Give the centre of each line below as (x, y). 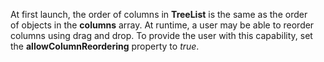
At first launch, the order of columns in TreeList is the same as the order (159, 14)
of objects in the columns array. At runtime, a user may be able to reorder (162, 25)
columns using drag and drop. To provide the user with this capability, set (161, 35)
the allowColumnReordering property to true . (105, 46)
